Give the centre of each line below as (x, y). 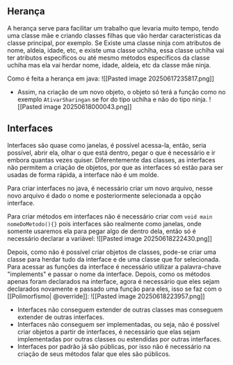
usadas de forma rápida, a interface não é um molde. (83, 175)
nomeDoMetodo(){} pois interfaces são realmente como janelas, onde (104, 223)
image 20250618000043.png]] (88, 106)
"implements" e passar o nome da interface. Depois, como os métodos (109, 274)
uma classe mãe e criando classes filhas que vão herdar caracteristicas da (114, 35)
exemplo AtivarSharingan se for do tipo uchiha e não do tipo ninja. (112, 99)
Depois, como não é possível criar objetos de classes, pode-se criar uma (112, 252)
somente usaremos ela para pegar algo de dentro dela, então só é (102, 231)
